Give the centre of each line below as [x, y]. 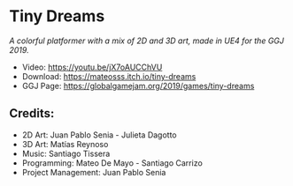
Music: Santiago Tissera [66, 153]
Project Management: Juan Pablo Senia [94, 172]
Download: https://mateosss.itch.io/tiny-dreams [109, 76]
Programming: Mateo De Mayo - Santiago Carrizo [112, 163]
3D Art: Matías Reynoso [65, 144]
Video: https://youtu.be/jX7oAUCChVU [92, 67]
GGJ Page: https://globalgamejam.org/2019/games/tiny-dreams [138, 86]
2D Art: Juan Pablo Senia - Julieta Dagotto [99, 135]
